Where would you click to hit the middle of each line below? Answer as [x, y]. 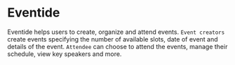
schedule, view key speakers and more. [65, 54]
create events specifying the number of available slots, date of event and [113, 39]
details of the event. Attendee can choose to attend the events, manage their [117, 46]
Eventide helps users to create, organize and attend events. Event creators [116, 32]
